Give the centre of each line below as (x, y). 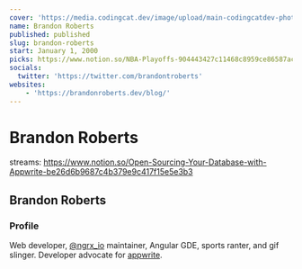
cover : (22, 18)
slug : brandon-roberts (52, 43)
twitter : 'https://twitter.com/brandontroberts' (110, 76)
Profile (24, 226)
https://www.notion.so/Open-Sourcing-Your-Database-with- (155, 162)
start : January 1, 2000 (54, 51)
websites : (28, 85)
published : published (50, 34)
